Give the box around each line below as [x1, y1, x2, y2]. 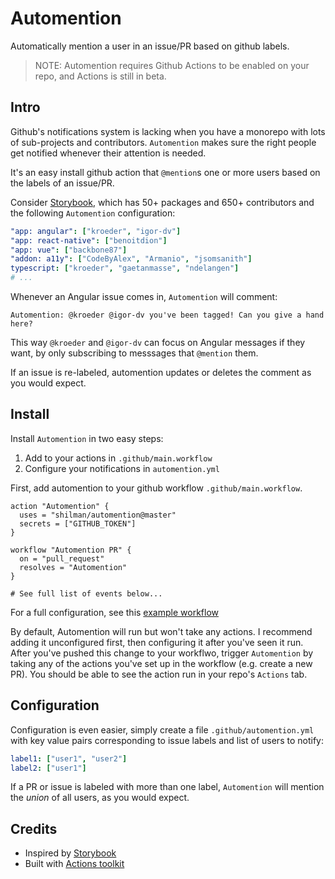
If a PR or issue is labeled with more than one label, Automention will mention [10, 781, 325, 793]
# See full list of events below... [10, 588, 163, 599]
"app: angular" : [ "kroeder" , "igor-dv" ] [10, 226, 182, 236]
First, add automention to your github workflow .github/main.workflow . [10, 482, 303, 494]
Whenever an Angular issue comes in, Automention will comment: [10, 291, 278, 302]
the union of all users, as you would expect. [10, 792, 190, 804]
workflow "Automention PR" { [10, 545, 132, 555]
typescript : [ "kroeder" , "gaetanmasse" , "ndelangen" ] [10, 263, 240, 274]
